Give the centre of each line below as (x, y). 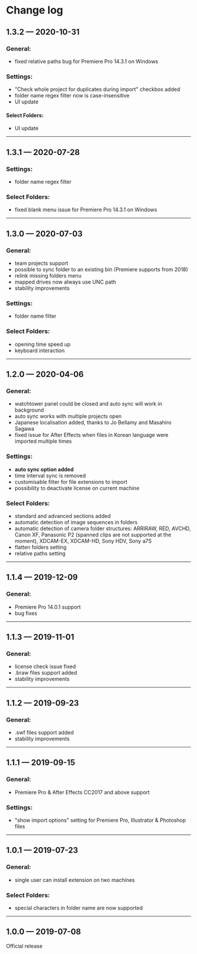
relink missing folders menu (48, 276)
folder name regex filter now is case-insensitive (72, 96)
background (29, 410)
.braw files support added (46, 673)
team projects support (41, 263)
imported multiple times (43, 441)
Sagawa (24, 429)
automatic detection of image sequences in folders (76, 522)
